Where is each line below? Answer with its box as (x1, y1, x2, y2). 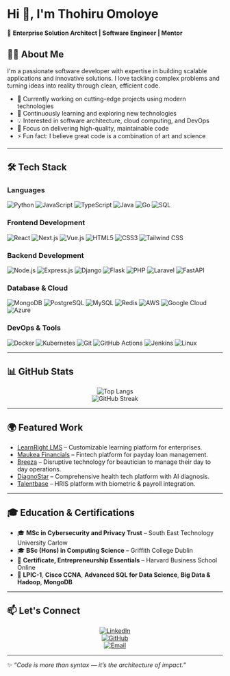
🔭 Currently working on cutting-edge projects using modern (16, 94, 186, 103)
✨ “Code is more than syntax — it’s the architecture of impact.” (7, 660, 186, 669)
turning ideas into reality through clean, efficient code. (7, 81, 161, 90)
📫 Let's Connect (7, 605, 81, 616)
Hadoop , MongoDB (16, 578, 73, 586)
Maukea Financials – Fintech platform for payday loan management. (16, 451, 209, 459)
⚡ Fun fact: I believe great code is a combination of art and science (16, 131, 206, 140)
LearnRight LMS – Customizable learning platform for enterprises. (16, 443, 203, 452)
